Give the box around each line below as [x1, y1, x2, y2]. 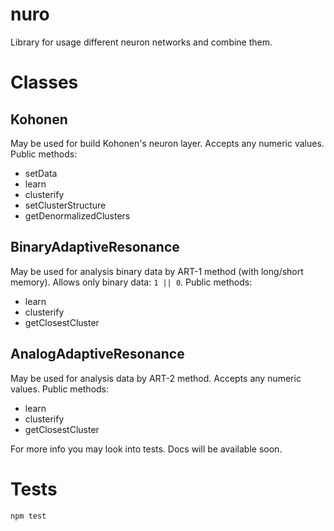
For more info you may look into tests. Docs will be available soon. [10, 443, 283, 455]
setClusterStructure [24, 199, 107, 211]
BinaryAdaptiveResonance [10, 239, 180, 256]
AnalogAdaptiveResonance [10, 346, 185, 363]
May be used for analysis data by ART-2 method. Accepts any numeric [10, 372, 302, 384]
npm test [10, 511, 47, 521]
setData [24, 167, 58, 179]
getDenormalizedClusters [24, 209, 131, 222]
